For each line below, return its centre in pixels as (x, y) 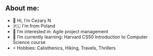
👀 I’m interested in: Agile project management (60, 31)
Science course (29, 42)
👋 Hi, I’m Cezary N (32, 20)
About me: (22, 8)
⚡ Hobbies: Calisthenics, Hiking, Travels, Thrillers (64, 48)
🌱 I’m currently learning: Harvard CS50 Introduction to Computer (80, 37)
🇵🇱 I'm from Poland (34, 26)
